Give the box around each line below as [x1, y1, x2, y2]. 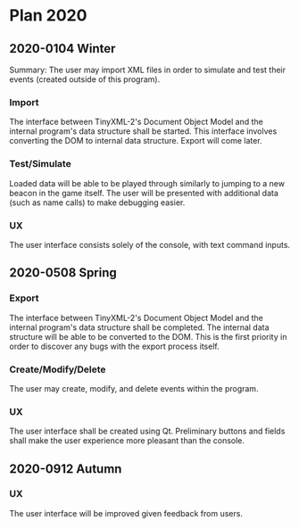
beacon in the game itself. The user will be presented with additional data [9, 187, 279, 198]
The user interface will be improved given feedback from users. [9, 507, 244, 518]
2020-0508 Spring [9, 265, 118, 281]
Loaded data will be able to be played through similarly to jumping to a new [9, 177, 286, 188]
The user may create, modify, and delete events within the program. [9, 383, 259, 393]
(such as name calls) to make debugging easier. [9, 197, 186, 208]
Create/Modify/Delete [9, 363, 106, 375]
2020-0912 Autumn [9, 461, 122, 476]
